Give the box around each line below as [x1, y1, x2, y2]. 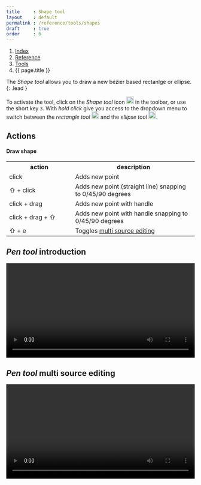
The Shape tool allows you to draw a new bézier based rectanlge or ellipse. [6, 79, 192, 86]
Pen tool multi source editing [6, 368, 115, 378]
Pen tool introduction [6, 247, 87, 257]
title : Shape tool [6, 8, 66, 15]
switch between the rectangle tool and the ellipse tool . [6, 113, 158, 121]
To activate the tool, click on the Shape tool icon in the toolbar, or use [6, 98, 187, 106]
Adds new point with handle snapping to [75, 209, 188, 218]
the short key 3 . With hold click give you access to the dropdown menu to [6, 105, 187, 112]
